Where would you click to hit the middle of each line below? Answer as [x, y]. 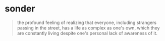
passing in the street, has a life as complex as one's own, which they [88, 27]
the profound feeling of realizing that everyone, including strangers [87, 22]
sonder [20, 9]
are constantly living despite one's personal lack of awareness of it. [87, 33]
